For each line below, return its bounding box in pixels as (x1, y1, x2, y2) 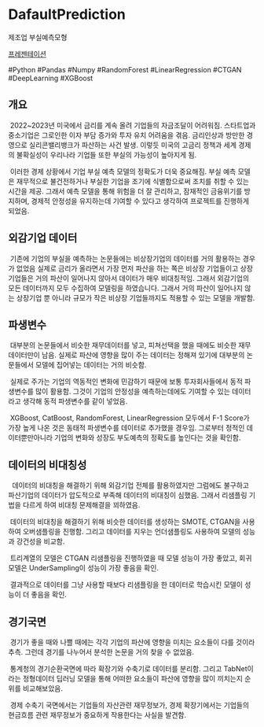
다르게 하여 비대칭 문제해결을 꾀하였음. (22, 500, 141, 510)
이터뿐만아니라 (8, 433, 53, 442)
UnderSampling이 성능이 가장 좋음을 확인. (28, 563, 159, 573)
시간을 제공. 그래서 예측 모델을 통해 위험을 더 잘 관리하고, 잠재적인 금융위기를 (8, 186, 243, 196)
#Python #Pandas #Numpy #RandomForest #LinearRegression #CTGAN (8, 65, 242, 74)
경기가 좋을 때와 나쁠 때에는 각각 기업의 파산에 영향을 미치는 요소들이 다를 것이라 (9, 637, 255, 647)
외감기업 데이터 (8, 231, 78, 245)
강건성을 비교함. (16, 537, 65, 546)
